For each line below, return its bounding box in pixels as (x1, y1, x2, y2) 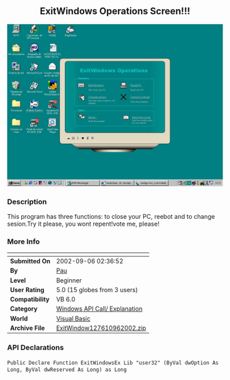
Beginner (55, 276, 82, 284)
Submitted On (10, 257, 51, 265)
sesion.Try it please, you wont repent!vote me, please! (7, 219, 159, 228)
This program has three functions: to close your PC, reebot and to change (7, 213, 216, 221)
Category (10, 305, 38, 313)
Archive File (10, 324, 45, 332)
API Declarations (7, 343, 64, 353)
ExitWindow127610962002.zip (55, 324, 146, 332)
